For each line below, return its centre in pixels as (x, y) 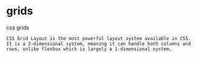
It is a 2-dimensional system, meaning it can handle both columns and (98, 44)
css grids (18, 28)
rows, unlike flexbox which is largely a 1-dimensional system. (89, 49)
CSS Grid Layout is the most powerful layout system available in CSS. (98, 38)
